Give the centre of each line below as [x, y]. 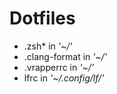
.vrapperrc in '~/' [58, 67]
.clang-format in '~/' [65, 56]
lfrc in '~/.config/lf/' [64, 78]
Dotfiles [42, 18]
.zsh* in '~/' [48, 46]
